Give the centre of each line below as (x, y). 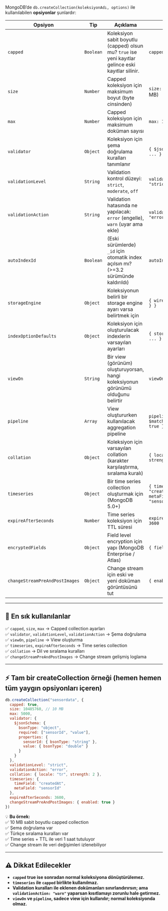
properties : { (33, 737)
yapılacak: (119, 211)
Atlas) (114, 560)
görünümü (119, 388)
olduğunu (118, 394)
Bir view (117, 357)
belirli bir (117, 297)
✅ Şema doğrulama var (29, 827)
